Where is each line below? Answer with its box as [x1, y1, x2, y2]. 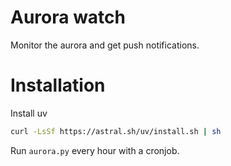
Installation [10, 74, 106, 97]
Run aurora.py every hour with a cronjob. [10, 144, 180, 156]
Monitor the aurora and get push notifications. [10, 39, 200, 51]
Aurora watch [10, 6, 127, 29]
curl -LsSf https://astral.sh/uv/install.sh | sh [10, 126, 222, 136]
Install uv [10, 107, 48, 119]
